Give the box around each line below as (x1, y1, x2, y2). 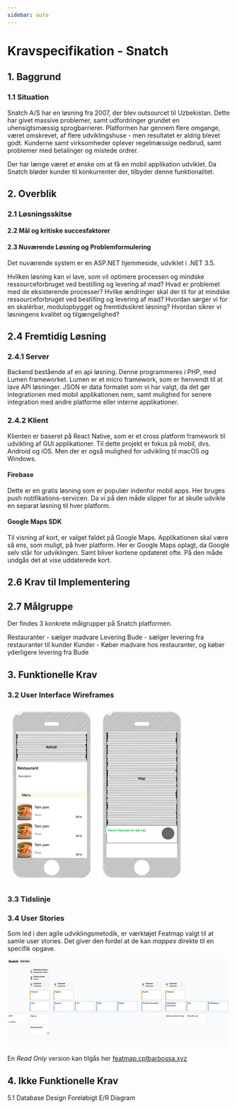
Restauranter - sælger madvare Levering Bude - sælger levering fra (7, 633, 204, 641)
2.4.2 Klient (7, 415, 49, 425)
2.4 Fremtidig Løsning (7, 330, 107, 342)
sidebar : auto (7, 11, 50, 18)
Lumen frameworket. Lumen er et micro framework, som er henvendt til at (7, 376, 223, 384)
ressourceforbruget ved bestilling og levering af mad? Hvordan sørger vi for (7, 295, 229, 303)
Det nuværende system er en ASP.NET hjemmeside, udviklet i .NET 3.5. (7, 259, 216, 267)
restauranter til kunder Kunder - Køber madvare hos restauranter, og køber (7, 641, 225, 649)
